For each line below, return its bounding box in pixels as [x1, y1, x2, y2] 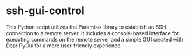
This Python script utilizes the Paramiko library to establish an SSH [6, 23, 166, 30]
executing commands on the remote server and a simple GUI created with [6, 36, 184, 43]
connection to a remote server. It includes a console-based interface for [6, 29, 179, 36]
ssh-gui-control [6, 4, 85, 18]
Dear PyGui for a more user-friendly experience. [6, 42, 123, 49]
